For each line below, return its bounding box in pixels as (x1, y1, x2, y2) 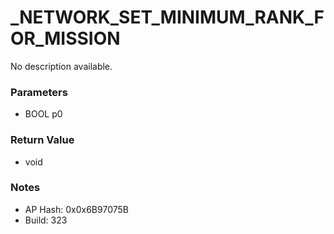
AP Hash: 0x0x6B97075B (24, 203, 129, 215)
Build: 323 (24, 214, 68, 226)
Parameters (10, 85, 68, 99)
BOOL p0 (24, 108, 63, 120)
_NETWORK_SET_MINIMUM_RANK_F (10, 6, 325, 29)
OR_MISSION (10, 27, 121, 50)
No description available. (10, 60, 113, 72)
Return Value (10, 133, 75, 147)
